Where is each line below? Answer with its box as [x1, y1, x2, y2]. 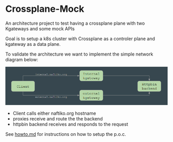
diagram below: [5, 56, 39, 62]
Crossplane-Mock [5, 3, 84, 15]
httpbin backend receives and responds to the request [12, 121, 128, 127]
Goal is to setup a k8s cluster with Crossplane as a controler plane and [5, 35, 155, 42]
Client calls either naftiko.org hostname [12, 110, 96, 116]
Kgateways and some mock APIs [5, 25, 75, 31]
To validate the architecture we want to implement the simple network [5, 51, 153, 57]
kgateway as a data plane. [5, 41, 61, 47]
